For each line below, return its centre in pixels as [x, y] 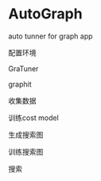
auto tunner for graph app [50, 36]
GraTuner [23, 68]
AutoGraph [45, 14]
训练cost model [34, 118]
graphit [20, 84]
